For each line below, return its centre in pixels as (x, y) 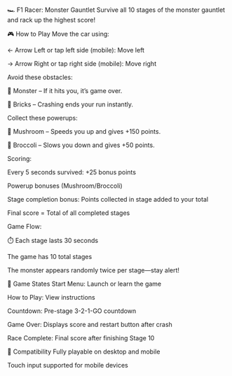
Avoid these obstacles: (40, 77)
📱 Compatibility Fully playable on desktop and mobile (84, 351)
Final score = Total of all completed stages (69, 213)
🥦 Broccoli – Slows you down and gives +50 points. (81, 145)
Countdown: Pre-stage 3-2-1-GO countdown (72, 311)
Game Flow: (25, 227)
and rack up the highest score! (52, 20)
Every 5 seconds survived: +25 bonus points (72, 172)
